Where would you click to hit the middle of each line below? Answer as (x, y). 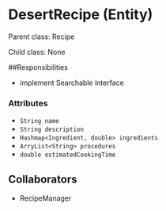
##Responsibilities (38, 67)
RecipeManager (45, 198)
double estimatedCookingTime (68, 155)
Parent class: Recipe (41, 36)
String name (39, 121)
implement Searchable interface (72, 82)
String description (52, 130)
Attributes (28, 103)
